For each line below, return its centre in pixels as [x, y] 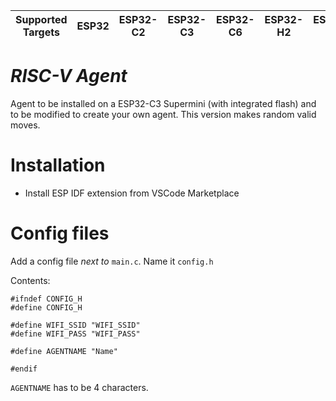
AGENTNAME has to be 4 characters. [79, 387]
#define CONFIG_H [46, 307]
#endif [24, 369]
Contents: [30, 280]
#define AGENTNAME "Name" [64, 351]
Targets [41, 32]
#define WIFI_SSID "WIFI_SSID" [75, 325]
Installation [58, 165]
